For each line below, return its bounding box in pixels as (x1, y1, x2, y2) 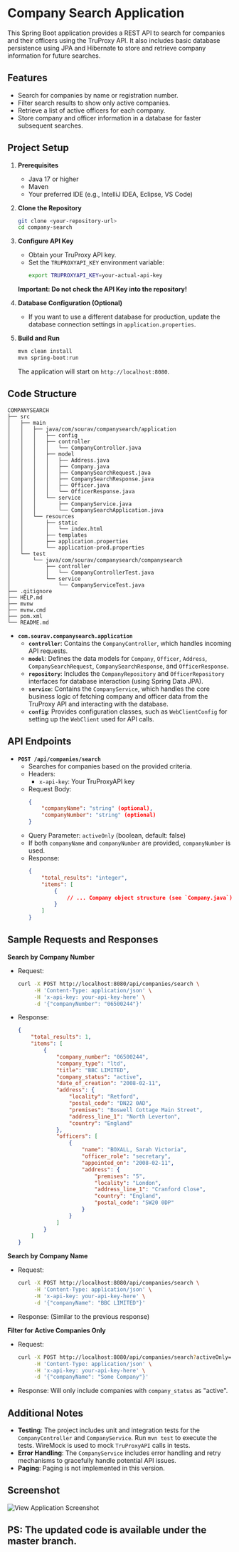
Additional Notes (7, 1407, 84, 1419)
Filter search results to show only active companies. (17, 98, 171, 107)
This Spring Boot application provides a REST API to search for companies (7, 29, 225, 37)
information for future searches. (7, 51, 101, 60)
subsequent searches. (17, 121, 83, 130)
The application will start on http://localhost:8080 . (17, 367, 170, 376)
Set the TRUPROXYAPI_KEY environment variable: (28, 258, 165, 267)
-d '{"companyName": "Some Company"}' (33, 1374, 149, 1381)
